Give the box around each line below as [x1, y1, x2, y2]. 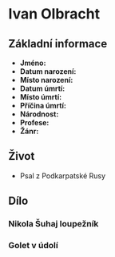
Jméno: [19, 58, 46, 67]
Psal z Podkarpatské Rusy [19, 170, 106, 181]
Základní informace [8, 37, 108, 51]
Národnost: [19, 109, 59, 119]
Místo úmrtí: [19, 92, 62, 101]
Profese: [19, 118, 50, 127]
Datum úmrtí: [19, 84, 65, 93]
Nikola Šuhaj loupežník [8, 218, 99, 230]
